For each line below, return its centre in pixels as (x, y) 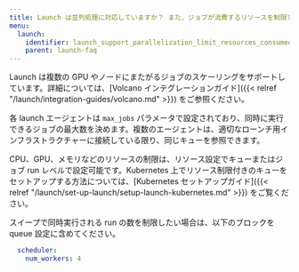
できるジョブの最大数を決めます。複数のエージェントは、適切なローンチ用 (145, 129)
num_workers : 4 (53, 259)
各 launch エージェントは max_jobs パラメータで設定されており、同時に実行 (147, 118)
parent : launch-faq (61, 51)
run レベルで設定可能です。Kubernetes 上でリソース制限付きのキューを (157, 171)
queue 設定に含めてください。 (65, 234)
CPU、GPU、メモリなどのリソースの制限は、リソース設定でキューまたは (142, 159)
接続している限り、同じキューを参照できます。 (180, 140)
